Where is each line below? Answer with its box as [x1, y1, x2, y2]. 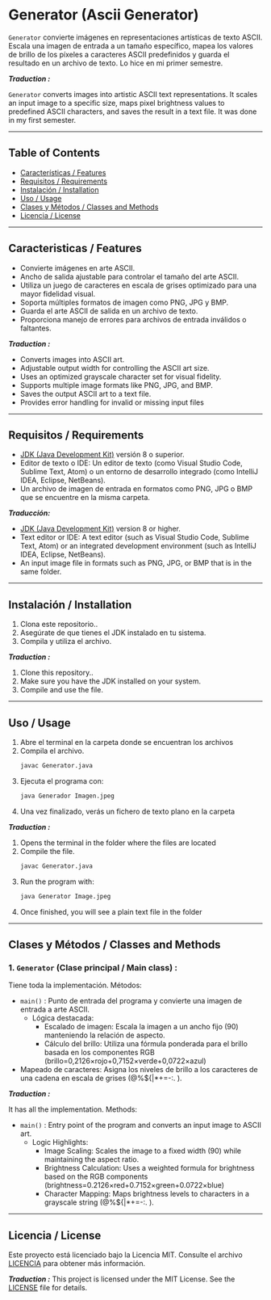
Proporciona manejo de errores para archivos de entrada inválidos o [19, 314, 247, 324]
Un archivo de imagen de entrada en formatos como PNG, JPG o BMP [19, 484, 252, 494]
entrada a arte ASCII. [19, 1004, 90, 1015]
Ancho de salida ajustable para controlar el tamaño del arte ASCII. [19, 271, 240, 281]
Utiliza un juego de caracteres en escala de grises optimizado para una [19, 280, 256, 290]
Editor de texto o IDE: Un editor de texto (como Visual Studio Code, [19, 458, 244, 468]
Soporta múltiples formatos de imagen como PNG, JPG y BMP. [19, 297, 229, 307]
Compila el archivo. [19, 746, 85, 755]
